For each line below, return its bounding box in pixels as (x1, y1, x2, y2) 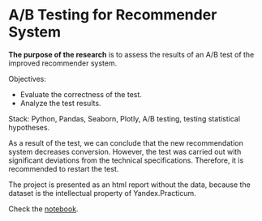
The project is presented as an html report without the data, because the (8, 180, 251, 189)
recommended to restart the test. (8, 164, 119, 173)
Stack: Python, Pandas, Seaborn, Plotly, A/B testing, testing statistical (8, 113, 241, 123)
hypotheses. (8, 122, 50, 132)
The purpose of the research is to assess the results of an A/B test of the (8, 49, 255, 59)
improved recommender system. (8, 58, 118, 68)
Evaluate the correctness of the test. (19, 89, 142, 99)
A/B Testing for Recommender (8, 6, 217, 24)
